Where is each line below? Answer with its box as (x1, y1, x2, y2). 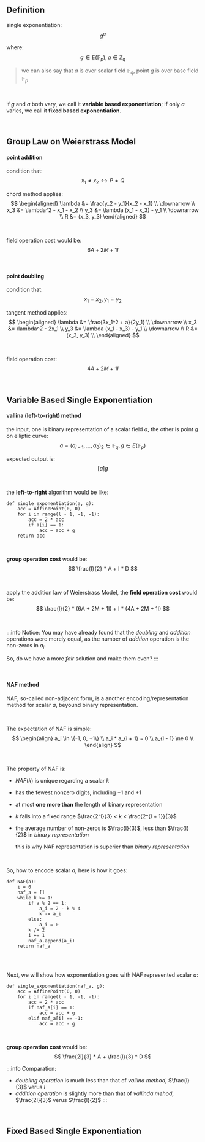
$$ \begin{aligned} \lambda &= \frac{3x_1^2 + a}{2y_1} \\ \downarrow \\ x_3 (9, 319, 197, 326)
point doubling (6, 272, 45, 280)
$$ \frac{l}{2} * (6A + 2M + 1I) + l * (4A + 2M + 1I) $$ (35, 604, 170, 612)
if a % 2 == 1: (28, 900, 67, 906)
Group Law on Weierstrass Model (6, 136, 136, 147)
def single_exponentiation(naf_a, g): (6, 983, 105, 989)
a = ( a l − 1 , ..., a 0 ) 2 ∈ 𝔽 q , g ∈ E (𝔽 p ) (59, 442, 146, 450)
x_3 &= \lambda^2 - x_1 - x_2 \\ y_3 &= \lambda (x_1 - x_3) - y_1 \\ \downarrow (7, 206, 199, 214)
